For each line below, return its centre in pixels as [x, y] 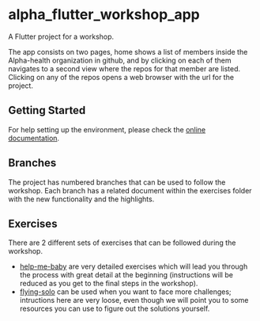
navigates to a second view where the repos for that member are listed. [124, 68]
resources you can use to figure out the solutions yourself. [115, 309]
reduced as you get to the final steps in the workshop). [109, 284]
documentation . [34, 138]
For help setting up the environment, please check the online [107, 129]
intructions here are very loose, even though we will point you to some [134, 300]
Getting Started [47, 111]
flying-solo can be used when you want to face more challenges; [125, 292]
